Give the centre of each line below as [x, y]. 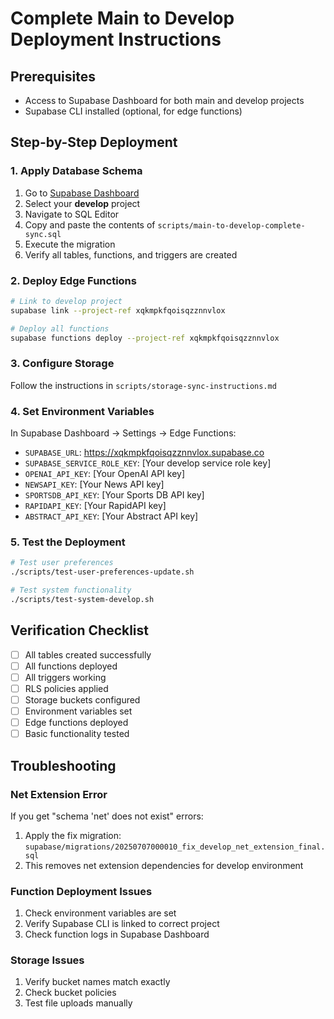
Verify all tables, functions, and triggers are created [131, 254]
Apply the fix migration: [73, 835]
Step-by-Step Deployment [94, 142]
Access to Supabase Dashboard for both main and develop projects [164, 100]
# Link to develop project [66, 301]
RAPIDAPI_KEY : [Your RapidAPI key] [95, 506]
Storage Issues [47, 960]
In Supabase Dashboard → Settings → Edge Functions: [123, 433]
